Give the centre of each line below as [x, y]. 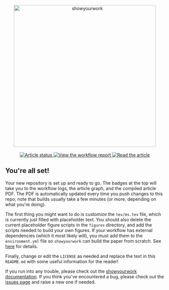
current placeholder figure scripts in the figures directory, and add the [79, 225]
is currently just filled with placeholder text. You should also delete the [78, 219]
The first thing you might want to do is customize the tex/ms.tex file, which [83, 214]
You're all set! [27, 171]
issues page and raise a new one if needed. [50, 282]
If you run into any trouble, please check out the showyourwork [71, 271]
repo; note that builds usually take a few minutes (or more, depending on [81, 199]
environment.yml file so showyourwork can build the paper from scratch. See [83, 241]
